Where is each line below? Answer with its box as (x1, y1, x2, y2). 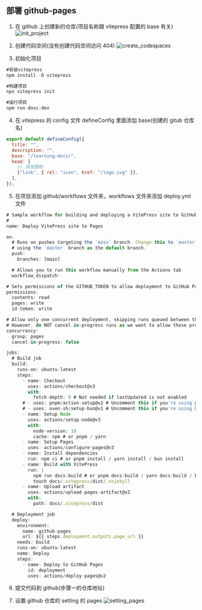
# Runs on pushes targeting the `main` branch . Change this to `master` (11, 240, 198, 246)
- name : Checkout (22, 378, 66, 384)
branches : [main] (17, 256, 61, 262)
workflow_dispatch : (11, 273, 61, 279)
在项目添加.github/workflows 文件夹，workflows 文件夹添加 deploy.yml (14, 192, 191, 199)
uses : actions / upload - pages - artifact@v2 (28, 489, 130, 495)
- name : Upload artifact (22, 484, 85, 490)
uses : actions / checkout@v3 (28, 383, 96, 389)
